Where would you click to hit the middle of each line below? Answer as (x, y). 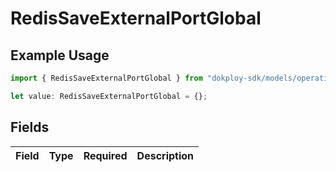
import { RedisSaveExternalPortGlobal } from (106, 78)
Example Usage (60, 55)
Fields (30, 127)
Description (165, 155)
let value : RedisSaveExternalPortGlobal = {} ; (109, 96)
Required (105, 155)
